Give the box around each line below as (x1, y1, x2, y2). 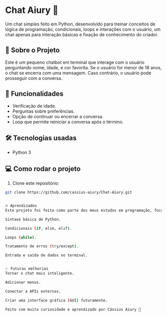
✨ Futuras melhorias (5, 266, 49, 271)
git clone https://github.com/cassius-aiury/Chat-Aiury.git (5, 190, 133, 195)
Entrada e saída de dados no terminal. (5, 253, 88, 258)
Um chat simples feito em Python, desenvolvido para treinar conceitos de (5, 21, 156, 27)
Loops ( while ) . (5, 235, 37, 240)
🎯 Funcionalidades (5, 90, 64, 98)
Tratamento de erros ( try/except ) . (5, 244, 79, 249)
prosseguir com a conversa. (5, 75, 63, 81)
